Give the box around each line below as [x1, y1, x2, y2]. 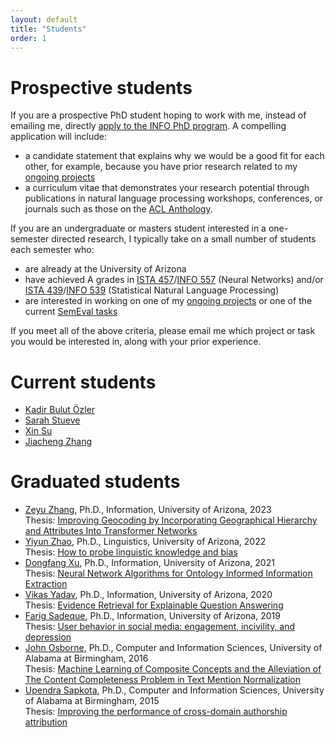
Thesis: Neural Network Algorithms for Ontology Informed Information [24, 567, 313, 580]
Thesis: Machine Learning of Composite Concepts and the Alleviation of [24, 663, 322, 675]
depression [24, 631, 72, 643]
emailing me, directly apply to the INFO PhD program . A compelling [10, 120, 287, 132]
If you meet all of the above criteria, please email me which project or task [10, 325, 316, 337]
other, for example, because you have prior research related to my [24, 161, 298, 173]
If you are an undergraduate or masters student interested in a [10, 222, 267, 235]
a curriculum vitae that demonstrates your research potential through [24, 182, 310, 194]
